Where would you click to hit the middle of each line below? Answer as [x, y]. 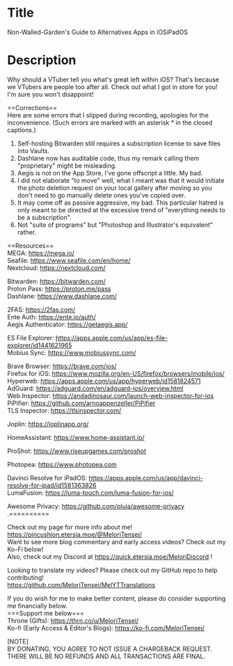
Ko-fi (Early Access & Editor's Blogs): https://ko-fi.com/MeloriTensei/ [106, 628]
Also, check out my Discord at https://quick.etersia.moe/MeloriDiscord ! [110, 556]
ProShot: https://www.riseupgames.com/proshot [77, 451]
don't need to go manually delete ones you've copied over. [102, 195]
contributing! [25, 577]
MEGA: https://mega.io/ [41, 253]
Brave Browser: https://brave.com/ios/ [62, 366]
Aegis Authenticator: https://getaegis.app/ [67, 324]
